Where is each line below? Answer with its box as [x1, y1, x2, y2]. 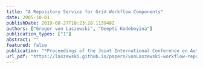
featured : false [6, 43, 47, 49]
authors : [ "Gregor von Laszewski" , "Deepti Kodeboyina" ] [6, 25, 153, 32]
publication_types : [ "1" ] [6, 31, 71, 37]
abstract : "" [6, 37, 39, 43]
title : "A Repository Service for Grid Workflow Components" [6, 8, 164, 15]
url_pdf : [6, 53, 28, 59]
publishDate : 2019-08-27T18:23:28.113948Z [6, 20, 115, 26]
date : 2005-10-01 [6, 14, 50, 20]
